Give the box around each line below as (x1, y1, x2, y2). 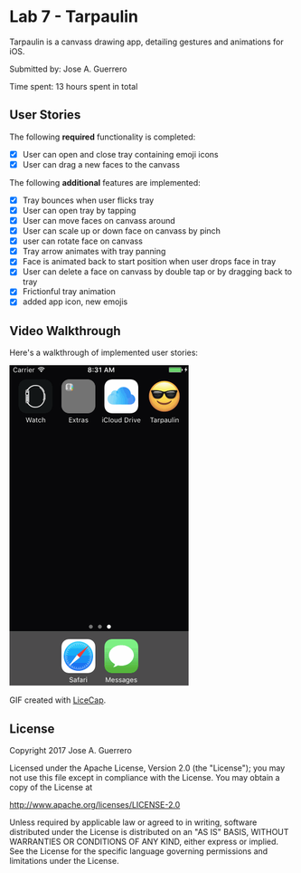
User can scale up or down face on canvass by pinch (22, 225, 221, 236)
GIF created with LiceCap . (9, 695, 107, 705)
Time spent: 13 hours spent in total (9, 81, 138, 91)
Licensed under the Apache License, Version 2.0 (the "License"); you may (9, 763, 286, 773)
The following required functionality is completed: (9, 131, 196, 142)
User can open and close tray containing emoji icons (22, 149, 219, 159)
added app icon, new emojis (22, 296, 128, 307)
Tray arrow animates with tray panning (22, 246, 166, 257)
